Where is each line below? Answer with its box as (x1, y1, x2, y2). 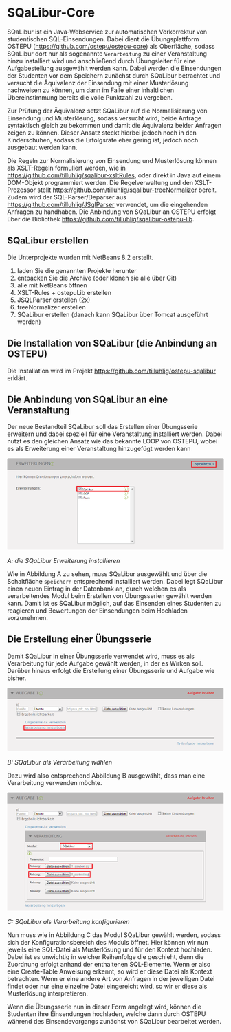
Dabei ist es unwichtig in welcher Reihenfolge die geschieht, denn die (7, 953, 204, 961)
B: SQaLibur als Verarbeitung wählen (7, 758, 113, 766)
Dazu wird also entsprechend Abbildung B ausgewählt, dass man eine (7, 771, 206, 780)
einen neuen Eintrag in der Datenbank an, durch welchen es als (7, 584, 187, 593)
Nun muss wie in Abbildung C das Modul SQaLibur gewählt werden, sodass (7, 931, 221, 939)
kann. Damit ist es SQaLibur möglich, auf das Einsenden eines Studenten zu (7, 600, 222, 607)
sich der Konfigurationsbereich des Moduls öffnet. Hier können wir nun (7, 938, 208, 947)
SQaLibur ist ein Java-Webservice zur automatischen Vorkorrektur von (7, 28, 208, 36)
